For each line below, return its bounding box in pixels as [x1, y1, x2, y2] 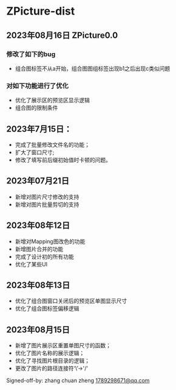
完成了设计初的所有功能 [15, 253, 74, 260]
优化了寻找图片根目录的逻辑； [15, 357, 90, 364]
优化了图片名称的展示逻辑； [15, 349, 85, 357]
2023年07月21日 [6, 175, 70, 186]
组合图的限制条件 [15, 104, 58, 112]
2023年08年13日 [6, 280, 70, 290]
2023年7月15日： [6, 124, 72, 134]
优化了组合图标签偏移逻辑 [15, 305, 80, 312]
